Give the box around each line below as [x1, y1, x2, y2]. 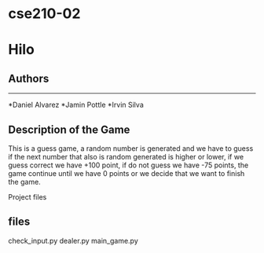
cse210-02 [8, 5, 81, 23]
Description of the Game [8, 123, 130, 136]
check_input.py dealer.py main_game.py [8, 236, 139, 245]
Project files [8, 192, 47, 201]
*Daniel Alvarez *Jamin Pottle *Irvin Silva [8, 100, 144, 110]
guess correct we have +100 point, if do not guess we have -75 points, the [8, 160, 249, 170]
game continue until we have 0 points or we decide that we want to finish [8, 169, 245, 178]
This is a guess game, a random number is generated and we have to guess [8, 144, 254, 153]
